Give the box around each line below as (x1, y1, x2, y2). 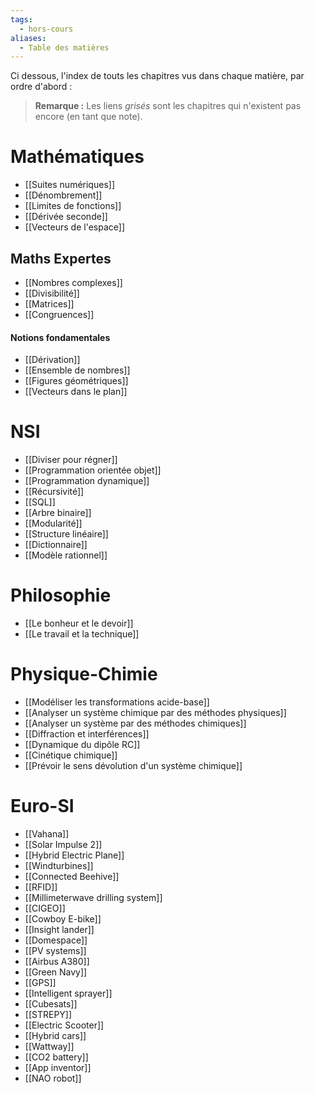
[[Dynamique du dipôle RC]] (24, 739, 141, 751)
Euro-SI (10, 795, 75, 818)
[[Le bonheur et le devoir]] (24, 617, 134, 630)
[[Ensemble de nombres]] (24, 364, 131, 376)
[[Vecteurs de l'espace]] (24, 221, 125, 233)
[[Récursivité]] (24, 486, 85, 498)
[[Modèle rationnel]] (24, 549, 108, 561)
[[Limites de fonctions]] (24, 200, 122, 212)
